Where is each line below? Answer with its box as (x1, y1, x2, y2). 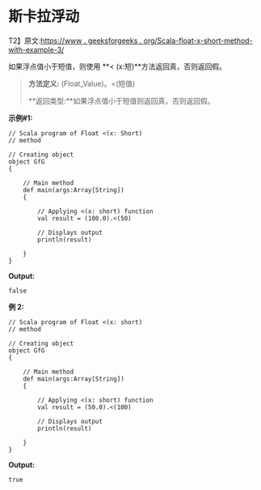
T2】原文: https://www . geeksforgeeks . (8, 36, 142, 45)
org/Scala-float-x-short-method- (143, 36, 253, 45)
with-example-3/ (8, 45, 65, 54)
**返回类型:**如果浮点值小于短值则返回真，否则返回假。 (27, 96, 215, 105)
